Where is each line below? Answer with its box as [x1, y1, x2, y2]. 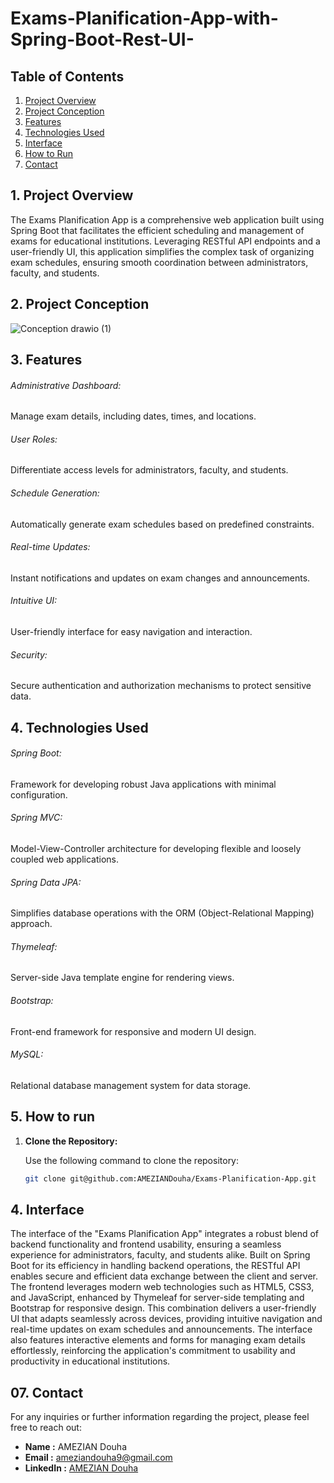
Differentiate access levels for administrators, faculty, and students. [10, 464, 289, 476]
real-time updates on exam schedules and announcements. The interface [10, 1323, 313, 1336]
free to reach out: [10, 1422, 82, 1434]
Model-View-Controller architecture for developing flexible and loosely [10, 843, 302, 855]
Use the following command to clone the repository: [24, 1154, 240, 1166]
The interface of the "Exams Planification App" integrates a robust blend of [10, 1228, 320, 1240]
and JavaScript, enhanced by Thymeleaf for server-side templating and [10, 1292, 305, 1304]
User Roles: [10, 433, 58, 445]
